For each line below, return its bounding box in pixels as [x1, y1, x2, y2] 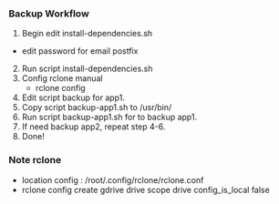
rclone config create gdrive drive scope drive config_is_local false [21, 184, 270, 195]
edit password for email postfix [21, 46, 139, 56]
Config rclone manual [21, 73, 103, 84]
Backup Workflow [8, 7, 90, 20]
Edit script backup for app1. [21, 92, 125, 103]
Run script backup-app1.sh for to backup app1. [21, 112, 198, 123]
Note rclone [8, 154, 62, 167]
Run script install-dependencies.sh [21, 63, 153, 75]
